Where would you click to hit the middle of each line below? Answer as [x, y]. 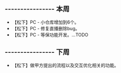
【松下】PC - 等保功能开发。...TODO [50, 35]
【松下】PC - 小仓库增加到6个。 [45, 22]
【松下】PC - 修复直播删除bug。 [46, 28]
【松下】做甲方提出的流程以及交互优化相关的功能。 [65, 65]
